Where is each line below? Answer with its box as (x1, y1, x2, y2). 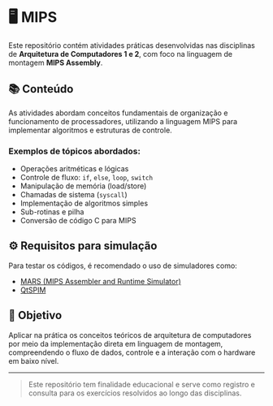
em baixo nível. (8, 356, 59, 365)
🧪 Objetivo (8, 309, 63, 322)
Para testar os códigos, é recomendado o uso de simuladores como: (8, 261, 237, 270)
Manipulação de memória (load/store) (19, 181, 147, 191)
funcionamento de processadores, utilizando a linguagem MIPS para (8, 116, 238, 126)
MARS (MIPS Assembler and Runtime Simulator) (19, 276, 181, 286)
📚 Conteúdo (8, 82, 74, 96)
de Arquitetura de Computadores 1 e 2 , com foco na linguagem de (8, 49, 233, 58)
